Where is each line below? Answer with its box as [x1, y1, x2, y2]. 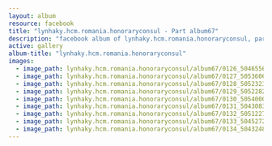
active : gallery [8, 42, 63, 50]
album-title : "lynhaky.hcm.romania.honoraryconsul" [8, 49, 186, 58]
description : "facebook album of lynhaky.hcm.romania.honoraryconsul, [8, 34, 252, 43]
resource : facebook [8, 19, 74, 28]
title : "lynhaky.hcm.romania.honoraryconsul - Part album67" [8, 27, 219, 35]
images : [8, 58, 35, 66]
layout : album [8, 11, 57, 20]
